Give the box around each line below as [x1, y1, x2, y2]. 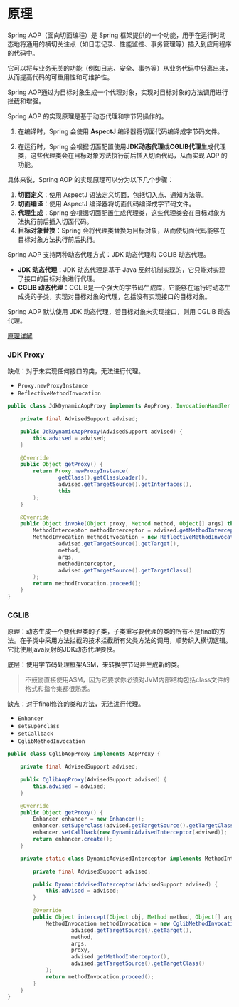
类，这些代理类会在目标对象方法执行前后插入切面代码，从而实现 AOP [17, 151, 220, 160]
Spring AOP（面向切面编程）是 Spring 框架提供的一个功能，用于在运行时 [7, 31, 221, 39]
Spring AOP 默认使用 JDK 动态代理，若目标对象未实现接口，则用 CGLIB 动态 [7, 307, 230, 315]
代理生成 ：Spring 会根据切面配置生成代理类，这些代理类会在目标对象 [17, 208, 220, 217]
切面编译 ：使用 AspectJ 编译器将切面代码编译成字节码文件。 [17, 199, 196, 208]
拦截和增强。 [7, 96, 45, 105]
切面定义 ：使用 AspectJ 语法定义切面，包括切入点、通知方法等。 [17, 190, 208, 199]
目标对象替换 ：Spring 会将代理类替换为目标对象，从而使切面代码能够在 [17, 226, 226, 235]
